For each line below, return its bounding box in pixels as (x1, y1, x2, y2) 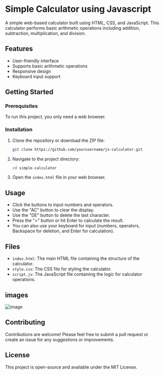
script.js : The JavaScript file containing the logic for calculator (12, 271, 142, 277)
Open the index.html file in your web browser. (12, 174, 106, 180)
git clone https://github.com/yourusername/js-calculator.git (12, 147, 143, 152)
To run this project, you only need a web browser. (5, 114, 106, 120)
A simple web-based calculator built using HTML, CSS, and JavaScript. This (5, 20, 159, 26)
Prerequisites (5, 103, 38, 110)
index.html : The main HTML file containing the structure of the (12, 255, 140, 261)
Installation (5, 126, 33, 133)
